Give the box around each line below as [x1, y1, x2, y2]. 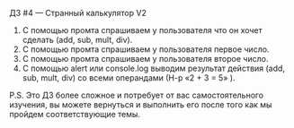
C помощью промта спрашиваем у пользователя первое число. [22, 44, 270, 55]
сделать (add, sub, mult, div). [22, 35, 133, 45]
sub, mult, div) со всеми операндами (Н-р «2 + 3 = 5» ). [22, 73, 236, 83]
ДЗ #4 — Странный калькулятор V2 [9, 8, 147, 18]
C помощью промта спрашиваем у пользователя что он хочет [22, 25, 263, 35]
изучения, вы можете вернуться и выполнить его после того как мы [9, 99, 272, 110]
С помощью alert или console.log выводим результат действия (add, [22, 63, 286, 73]
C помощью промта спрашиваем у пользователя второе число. [22, 54, 269, 64]
